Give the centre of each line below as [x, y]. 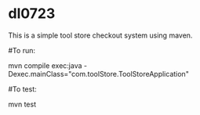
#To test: [22, 89]
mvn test [22, 104]
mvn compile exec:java [45, 65]
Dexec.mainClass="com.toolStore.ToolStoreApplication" [99, 74]
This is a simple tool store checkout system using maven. [100, 35]
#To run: [22, 50]
